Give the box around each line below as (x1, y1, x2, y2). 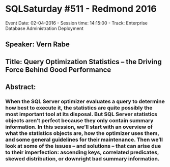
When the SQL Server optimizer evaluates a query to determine (5, 98, 165, 105)
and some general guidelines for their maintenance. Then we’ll (5, 136, 163, 143)
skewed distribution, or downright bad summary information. (5, 155, 160, 162)
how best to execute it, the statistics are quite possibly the (5, 104, 153, 112)
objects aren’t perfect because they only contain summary (5, 117, 154, 124)
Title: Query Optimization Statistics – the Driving (5, 57, 162, 66)
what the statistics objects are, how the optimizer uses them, (5, 130, 159, 137)
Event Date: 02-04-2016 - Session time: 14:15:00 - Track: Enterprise (5, 20, 148, 26)
